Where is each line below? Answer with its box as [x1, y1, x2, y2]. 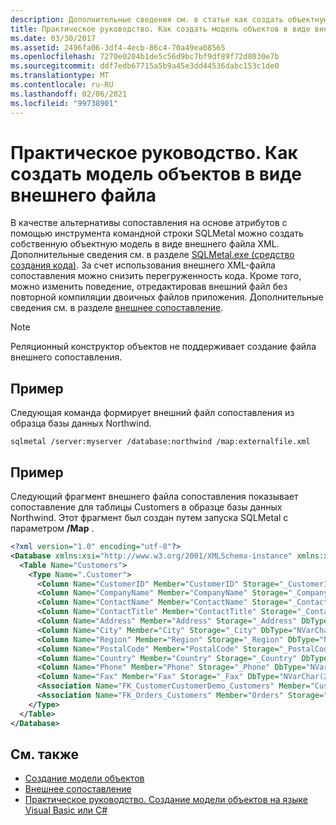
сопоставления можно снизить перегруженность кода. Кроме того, [10, 270, 302, 282]
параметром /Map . [10, 522, 95, 535]
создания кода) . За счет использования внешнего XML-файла [10, 259, 276, 271]
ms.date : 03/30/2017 [10, 33, 97, 43]
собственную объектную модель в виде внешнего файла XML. [10, 238, 280, 250]
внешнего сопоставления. [10, 351, 123, 363]
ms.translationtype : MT [10, 71, 110, 81]
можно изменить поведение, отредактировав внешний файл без [10, 281, 288, 293]
